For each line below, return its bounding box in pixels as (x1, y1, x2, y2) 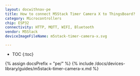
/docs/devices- (94, 61, 125, 66)
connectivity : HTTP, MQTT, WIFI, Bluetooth (5, 25, 94, 30)
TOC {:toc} (12, 51, 34, 57)
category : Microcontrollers (5, 16, 62, 21)
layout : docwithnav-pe (5, 7, 51, 12)
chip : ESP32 (5, 20, 29, 25)
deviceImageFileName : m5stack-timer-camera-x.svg (5, 34, 108, 39)
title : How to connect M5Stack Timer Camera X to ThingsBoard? (5, 12, 136, 16)
